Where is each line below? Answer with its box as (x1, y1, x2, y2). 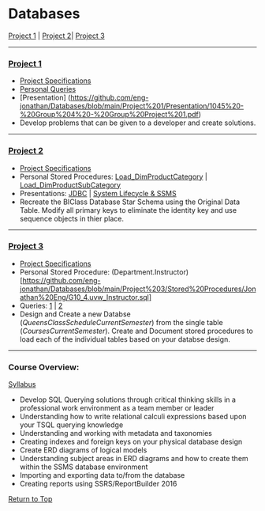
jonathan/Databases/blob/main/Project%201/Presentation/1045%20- (19, 101, 244, 111)
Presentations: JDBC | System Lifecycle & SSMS (19, 188, 177, 198)
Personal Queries (19, 85, 77, 94)
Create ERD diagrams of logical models (19, 445, 147, 455)
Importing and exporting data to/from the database (19, 471, 185, 480)
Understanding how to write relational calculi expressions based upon (19, 412, 247, 422)
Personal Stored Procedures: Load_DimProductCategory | (19, 172, 207, 181)
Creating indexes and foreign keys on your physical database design (19, 437, 243, 447)
